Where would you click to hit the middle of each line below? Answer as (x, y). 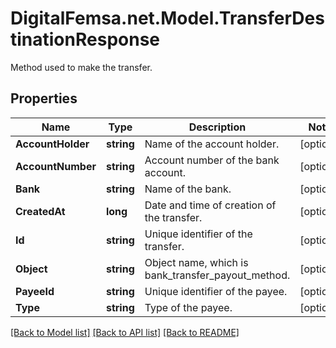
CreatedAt (40, 211)
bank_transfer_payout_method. (217, 275)
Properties (44, 98)
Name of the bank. (188, 189)
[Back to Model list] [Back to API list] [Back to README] (125, 332)
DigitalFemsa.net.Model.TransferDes (167, 18)
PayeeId (35, 291)
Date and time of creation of (210, 205)
